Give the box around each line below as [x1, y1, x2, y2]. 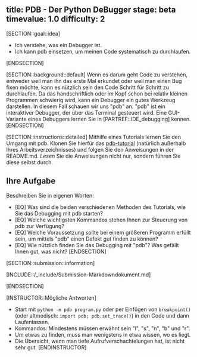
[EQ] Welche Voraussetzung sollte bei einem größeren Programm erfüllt [14, 229, 192, 236]
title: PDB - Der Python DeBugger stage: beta [6, 5, 176, 15]
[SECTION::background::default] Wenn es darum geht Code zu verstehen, [6, 71, 187, 78]
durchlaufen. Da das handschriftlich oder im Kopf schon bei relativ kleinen [6, 90, 188, 97]
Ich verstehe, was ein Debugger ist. [14, 41, 102, 48]
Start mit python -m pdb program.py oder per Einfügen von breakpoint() [14, 306, 192, 313]
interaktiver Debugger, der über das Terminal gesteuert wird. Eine [6, 109, 167, 116]
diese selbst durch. [6, 158, 54, 166]
